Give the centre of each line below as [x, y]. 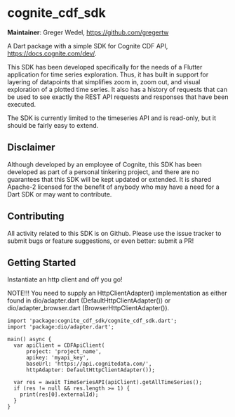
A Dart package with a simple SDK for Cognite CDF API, [88, 46]
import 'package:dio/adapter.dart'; [61, 327]
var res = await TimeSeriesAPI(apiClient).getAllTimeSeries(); [108, 383]
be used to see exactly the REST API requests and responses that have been [118, 97]
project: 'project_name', [63, 352]
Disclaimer [31, 148]
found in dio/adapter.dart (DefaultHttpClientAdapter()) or [89, 300]
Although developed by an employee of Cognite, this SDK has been [105, 164]
